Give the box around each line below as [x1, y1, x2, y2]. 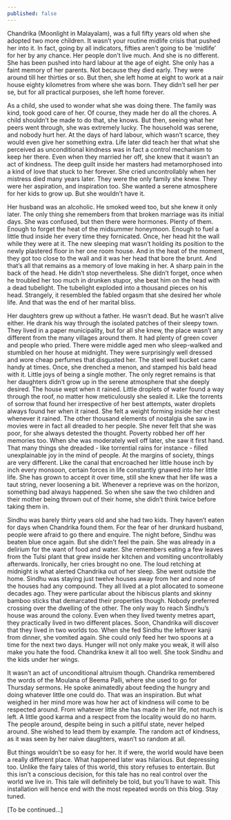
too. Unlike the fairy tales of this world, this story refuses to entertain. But [7, 763, 216, 771]
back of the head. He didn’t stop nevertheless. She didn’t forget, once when [7, 269, 223, 277]
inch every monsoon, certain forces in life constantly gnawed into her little [7, 466, 218, 474]
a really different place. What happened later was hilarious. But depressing [7, 755, 219, 763]
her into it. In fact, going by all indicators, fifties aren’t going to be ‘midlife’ [7, 44, 216, 52]
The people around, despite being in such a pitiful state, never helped [7, 720, 205, 728]
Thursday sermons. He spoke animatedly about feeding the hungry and [7, 683, 210, 692]
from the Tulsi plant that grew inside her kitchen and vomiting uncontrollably [7, 552, 223, 560]
